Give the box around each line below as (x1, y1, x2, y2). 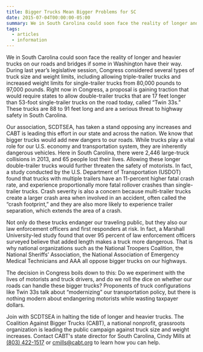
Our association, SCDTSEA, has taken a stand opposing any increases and (6, 124, 192, 130)
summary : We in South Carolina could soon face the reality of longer (6, 20, 188, 26)
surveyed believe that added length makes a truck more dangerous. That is (6, 238, 193, 245)
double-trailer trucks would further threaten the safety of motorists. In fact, (6, 162, 193, 169)
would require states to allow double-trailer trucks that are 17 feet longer (6, 92, 186, 99)
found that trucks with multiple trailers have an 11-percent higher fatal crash (6, 175, 195, 182)
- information (11, 37, 47, 43)
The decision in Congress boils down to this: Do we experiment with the (6, 269, 185, 276)
